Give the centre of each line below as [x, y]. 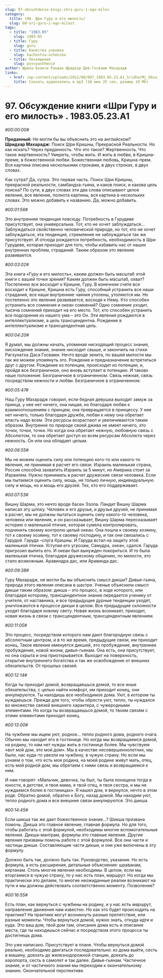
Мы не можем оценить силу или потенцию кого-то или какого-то [73, 459]
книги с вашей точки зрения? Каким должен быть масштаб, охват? [75, 279]
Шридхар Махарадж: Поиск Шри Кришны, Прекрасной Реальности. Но [80, 144]
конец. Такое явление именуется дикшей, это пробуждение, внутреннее [81, 645]
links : [12, 73]
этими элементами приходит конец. [43, 715]
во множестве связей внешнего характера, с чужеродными [67, 705]
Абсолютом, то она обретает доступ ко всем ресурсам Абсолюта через [80, 435]
